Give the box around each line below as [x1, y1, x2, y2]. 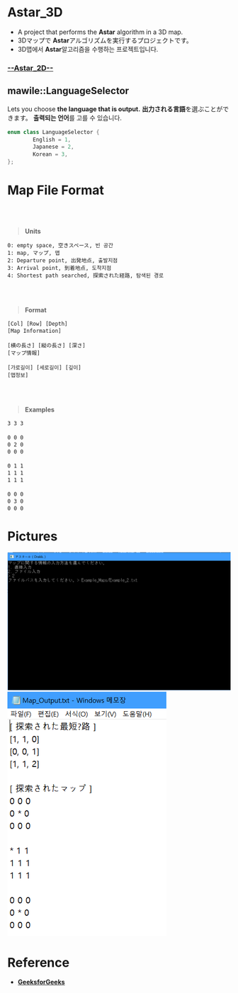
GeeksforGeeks [17, 978, 65, 987]
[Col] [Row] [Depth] [7, 320, 69, 327]
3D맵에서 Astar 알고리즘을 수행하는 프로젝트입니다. [17, 45, 159, 53]
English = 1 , [33, 136, 72, 143]
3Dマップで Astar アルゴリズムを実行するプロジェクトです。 [17, 36, 193, 45]
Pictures [7, 528, 58, 545]
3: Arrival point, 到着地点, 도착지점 [7, 264, 112, 271]
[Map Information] [7, 327, 62, 334]
